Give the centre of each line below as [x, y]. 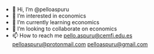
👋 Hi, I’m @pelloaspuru [41, 9]
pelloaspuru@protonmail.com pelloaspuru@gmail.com [80, 44]
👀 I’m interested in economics [49, 16]
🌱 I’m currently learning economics [56, 22]
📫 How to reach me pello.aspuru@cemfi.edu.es [72, 35]
